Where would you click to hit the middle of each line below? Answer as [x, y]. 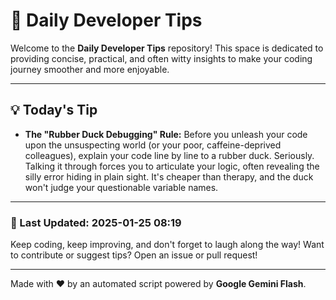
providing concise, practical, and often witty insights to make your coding [161, 58]
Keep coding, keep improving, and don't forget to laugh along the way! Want [167, 245]
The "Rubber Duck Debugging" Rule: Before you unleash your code [166, 134]
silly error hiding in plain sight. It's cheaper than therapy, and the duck [169, 176]
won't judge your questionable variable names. [121, 187]
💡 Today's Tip [54, 110]
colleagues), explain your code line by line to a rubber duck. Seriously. [169, 155]
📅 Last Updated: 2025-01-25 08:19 [96, 222]
